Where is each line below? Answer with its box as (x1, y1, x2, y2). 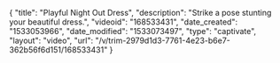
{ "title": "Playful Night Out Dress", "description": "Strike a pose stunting (9, 8, 272, 17)
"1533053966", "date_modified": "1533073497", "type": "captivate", (9, 26, 257, 36)
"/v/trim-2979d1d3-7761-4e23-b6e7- (95, 35, 230, 45)
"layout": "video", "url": (9, 35, 94, 45)
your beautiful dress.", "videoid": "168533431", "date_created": (9, 17, 237, 27)
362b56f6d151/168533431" (9, 45, 108, 55)
